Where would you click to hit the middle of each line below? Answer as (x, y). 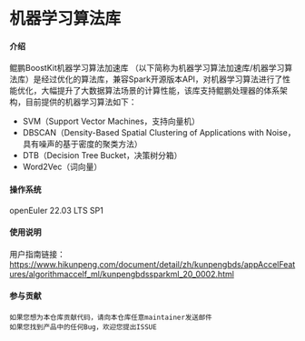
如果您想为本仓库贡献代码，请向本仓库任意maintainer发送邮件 (111, 317)
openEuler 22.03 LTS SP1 (57, 210)
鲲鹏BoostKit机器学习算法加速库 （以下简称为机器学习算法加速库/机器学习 (147, 68)
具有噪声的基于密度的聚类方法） (82, 144)
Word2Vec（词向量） (62, 167)
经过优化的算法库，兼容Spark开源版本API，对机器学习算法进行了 (162, 79)
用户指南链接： (37, 254)
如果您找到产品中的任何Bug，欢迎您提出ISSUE (83, 327)
